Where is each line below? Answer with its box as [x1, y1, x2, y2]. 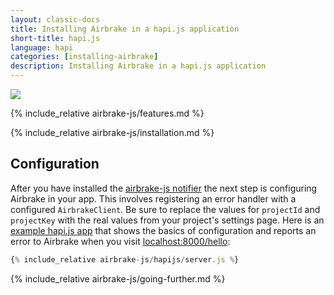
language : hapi [10, 42, 74, 53]
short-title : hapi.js [10, 33, 101, 43]
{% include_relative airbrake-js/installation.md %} [10, 127, 215, 138]
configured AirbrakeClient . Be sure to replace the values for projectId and [10, 203, 321, 215]
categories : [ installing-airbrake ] [10, 52, 159, 62]
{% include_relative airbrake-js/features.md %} [10, 107, 205, 119]
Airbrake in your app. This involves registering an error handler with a [10, 192, 297, 205]
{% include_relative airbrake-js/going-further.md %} [10, 272, 226, 285]
